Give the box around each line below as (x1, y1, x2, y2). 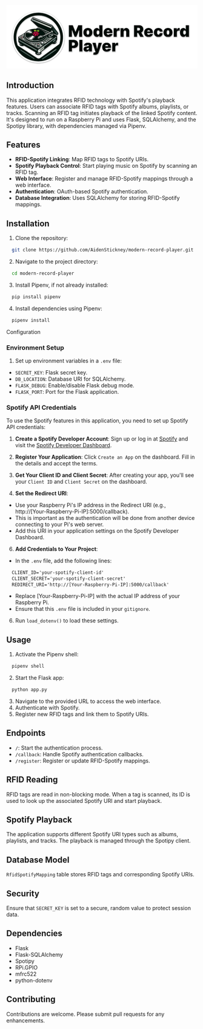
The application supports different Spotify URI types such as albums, (6, 831, 179, 838)
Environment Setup (6, 343, 65, 351)
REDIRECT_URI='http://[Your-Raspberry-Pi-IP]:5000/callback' (12, 582, 170, 588)
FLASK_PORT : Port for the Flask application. (15, 388, 119, 396)
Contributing (6, 994, 56, 1005)
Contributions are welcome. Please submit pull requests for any (6, 1010, 165, 1017)
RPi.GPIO (15, 964, 38, 971)
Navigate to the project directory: (15, 258, 98, 265)
